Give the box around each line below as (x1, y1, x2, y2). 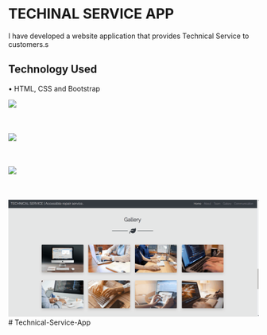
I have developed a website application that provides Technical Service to (8, 31, 250, 41)
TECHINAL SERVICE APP (8, 5, 175, 23)
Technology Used (8, 63, 98, 76)
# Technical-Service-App (8, 317, 91, 327)
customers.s (8, 39, 49, 49)
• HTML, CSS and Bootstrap (8, 84, 101, 93)
